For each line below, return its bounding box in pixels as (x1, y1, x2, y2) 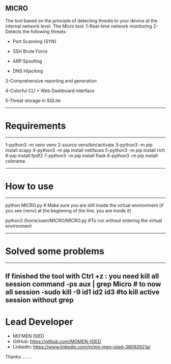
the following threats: (22, 28, 67, 35)
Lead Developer (5, 316, 74, 328)
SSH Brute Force (12, 48, 48, 54)
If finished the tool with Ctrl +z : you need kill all (5, 272, 159, 281)
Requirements (5, 120, 66, 131)
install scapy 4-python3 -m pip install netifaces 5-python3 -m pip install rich (5, 147, 165, 153)
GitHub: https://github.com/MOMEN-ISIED (12, 338, 101, 344)
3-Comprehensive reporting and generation (5, 77, 97, 83)
